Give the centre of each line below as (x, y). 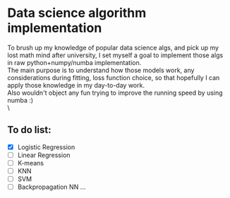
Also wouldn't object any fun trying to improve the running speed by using (115, 93)
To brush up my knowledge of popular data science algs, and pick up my (113, 47)
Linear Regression (44, 155)
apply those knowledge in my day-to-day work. (76, 85)
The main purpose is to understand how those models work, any (101, 70)
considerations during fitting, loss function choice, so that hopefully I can (114, 77)
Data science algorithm (77, 13)
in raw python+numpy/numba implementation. (74, 62)
